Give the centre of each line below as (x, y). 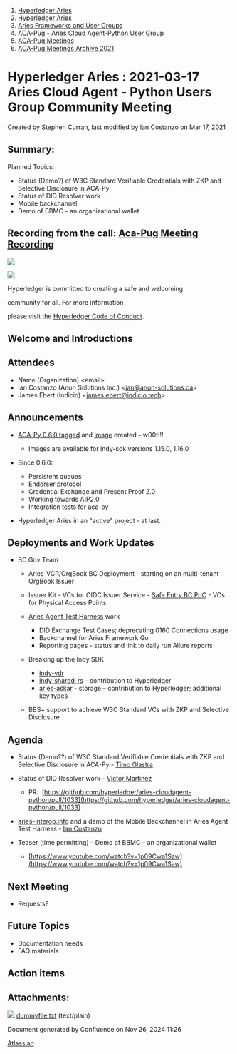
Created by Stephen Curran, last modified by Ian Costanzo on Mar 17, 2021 (117, 127)
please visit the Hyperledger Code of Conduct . (76, 316)
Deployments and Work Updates (81, 543)
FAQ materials (38, 951)
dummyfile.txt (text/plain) (53, 1015)
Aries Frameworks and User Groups (70, 25)
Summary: (31, 150)
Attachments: (38, 997)
